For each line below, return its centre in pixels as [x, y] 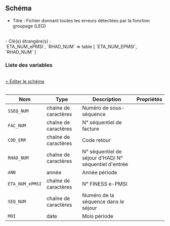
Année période [99, 173]
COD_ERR [17, 140]
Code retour [96, 140]
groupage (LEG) [29, 26]
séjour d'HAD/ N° [102, 158]
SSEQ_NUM [18, 111]
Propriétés [149, 99]
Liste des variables [29, 65]
